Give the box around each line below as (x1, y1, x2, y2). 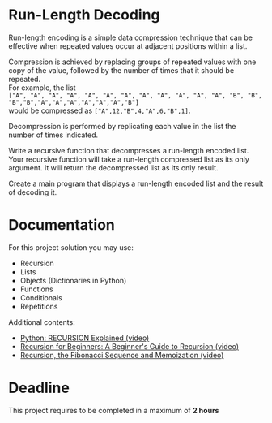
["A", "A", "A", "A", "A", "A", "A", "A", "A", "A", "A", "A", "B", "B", (8, 91, 263, 99)
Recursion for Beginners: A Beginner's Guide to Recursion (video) (19, 341, 240, 351)
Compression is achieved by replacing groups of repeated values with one (8, 57, 257, 67)
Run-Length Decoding (8, 6, 160, 24)
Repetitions (19, 301, 58, 311)
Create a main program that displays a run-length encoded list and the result (8, 179, 264, 188)
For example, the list (8, 83, 76, 93)
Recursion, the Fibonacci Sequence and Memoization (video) (19, 350, 224, 360)
